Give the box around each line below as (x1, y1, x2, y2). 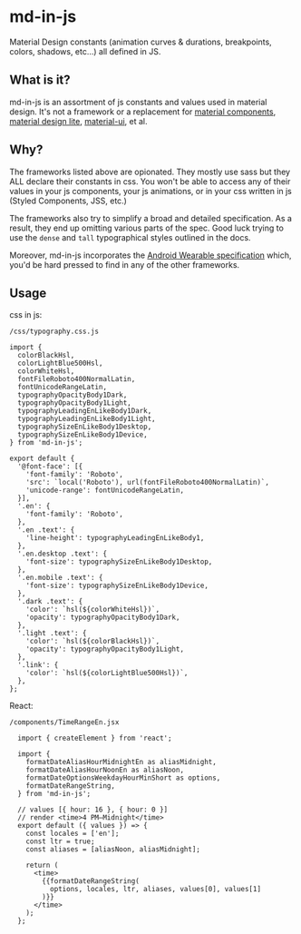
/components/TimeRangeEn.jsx (9, 718, 120, 727)
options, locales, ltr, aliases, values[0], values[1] (49, 885, 261, 894)
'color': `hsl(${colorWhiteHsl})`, (25, 605, 160, 614)
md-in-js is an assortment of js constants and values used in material (9, 96, 267, 107)
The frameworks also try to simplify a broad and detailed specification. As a (9, 212, 293, 223)
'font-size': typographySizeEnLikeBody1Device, (25, 581, 209, 591)
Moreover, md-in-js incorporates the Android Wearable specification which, (9, 250, 292, 261)
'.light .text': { (17, 629, 88, 638)
